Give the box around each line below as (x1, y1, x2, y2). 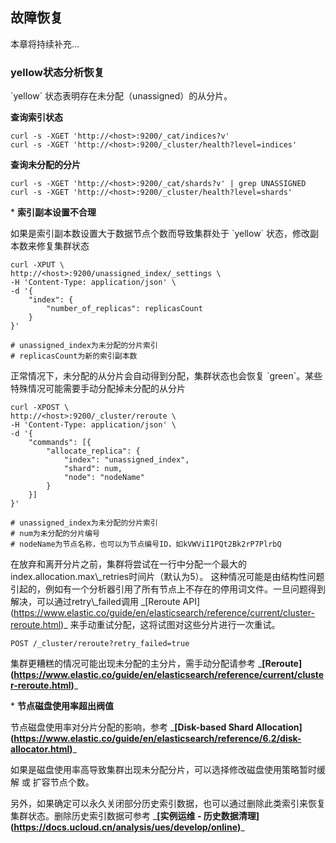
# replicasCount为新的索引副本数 (10, 351, 138, 362)
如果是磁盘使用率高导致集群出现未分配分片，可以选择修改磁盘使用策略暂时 (10, 764, 317, 776)
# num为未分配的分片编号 (10, 529, 100, 539)
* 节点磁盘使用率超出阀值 (10, 700, 114, 712)
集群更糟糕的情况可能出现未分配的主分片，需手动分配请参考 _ (10, 658, 263, 670)
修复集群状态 (36, 240, 90, 252)
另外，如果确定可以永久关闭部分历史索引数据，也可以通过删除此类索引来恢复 (10, 798, 326, 810)
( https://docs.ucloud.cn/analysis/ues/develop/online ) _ (10, 821, 245, 833)
